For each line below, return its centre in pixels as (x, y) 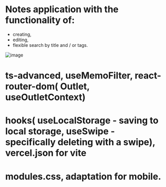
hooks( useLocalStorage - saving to (82, 121)
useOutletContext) (45, 97)
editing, (21, 40)
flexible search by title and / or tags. (50, 45)
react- (148, 76)
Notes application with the (62, 9)
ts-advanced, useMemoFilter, (69, 76)
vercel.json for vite (46, 153)
